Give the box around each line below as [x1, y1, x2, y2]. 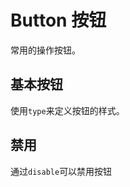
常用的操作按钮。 [10, 44, 81, 56]
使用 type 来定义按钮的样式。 [10, 104, 125, 116]
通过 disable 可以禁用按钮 [10, 165, 113, 177]
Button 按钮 [10, 9, 107, 32]
